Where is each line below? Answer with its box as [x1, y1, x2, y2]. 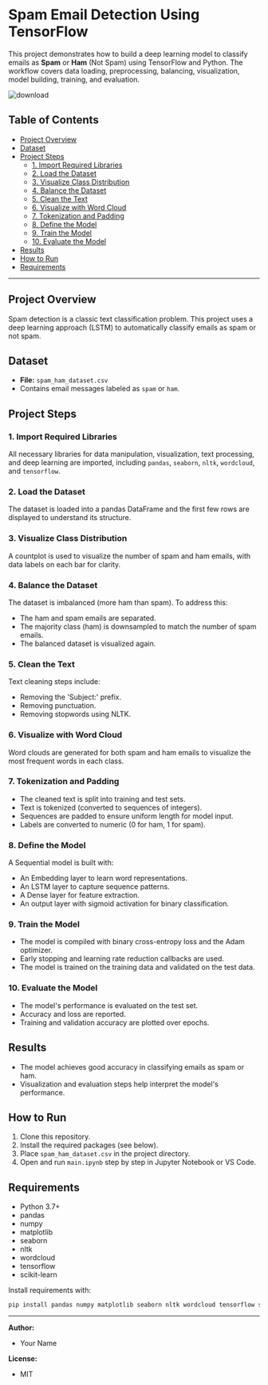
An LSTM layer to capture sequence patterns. [19, 882, 170, 891]
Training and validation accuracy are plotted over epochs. [19, 1018, 210, 1027]
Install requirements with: [8, 1286, 92, 1295]
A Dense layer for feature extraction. [19, 891, 140, 900]
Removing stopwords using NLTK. [19, 710, 132, 719]
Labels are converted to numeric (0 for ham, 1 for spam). [19, 819, 206, 829]
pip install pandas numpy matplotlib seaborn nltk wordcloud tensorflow [8, 1301, 255, 1309]
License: [8, 1354, 37, 1363]
